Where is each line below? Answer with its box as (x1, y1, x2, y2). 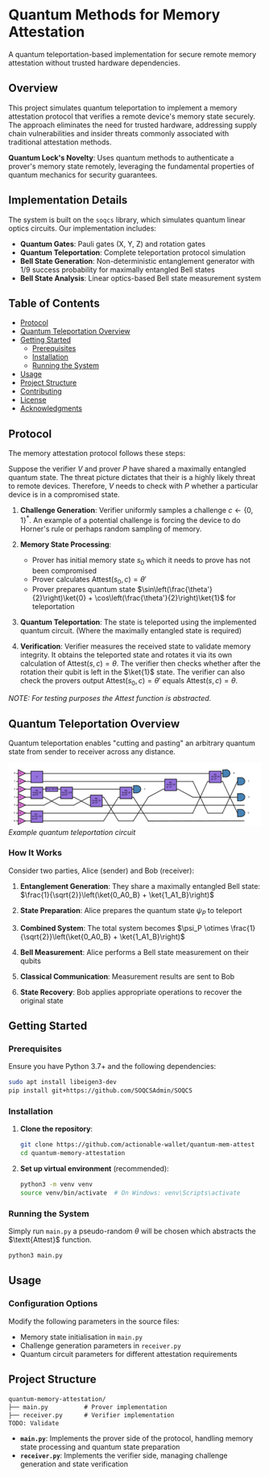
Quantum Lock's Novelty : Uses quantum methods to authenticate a (8, 152, 234, 162)
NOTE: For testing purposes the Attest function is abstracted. (8, 694, 212, 703)
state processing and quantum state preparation (19, 1442, 180, 1451)
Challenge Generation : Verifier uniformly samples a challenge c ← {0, (19, 506, 254, 515)
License (19, 395, 47, 405)
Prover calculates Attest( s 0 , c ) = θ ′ (31, 574, 147, 586)
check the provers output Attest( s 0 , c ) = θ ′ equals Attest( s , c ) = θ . (19, 676, 238, 687)
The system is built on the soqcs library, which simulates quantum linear (8, 215, 246, 224)
